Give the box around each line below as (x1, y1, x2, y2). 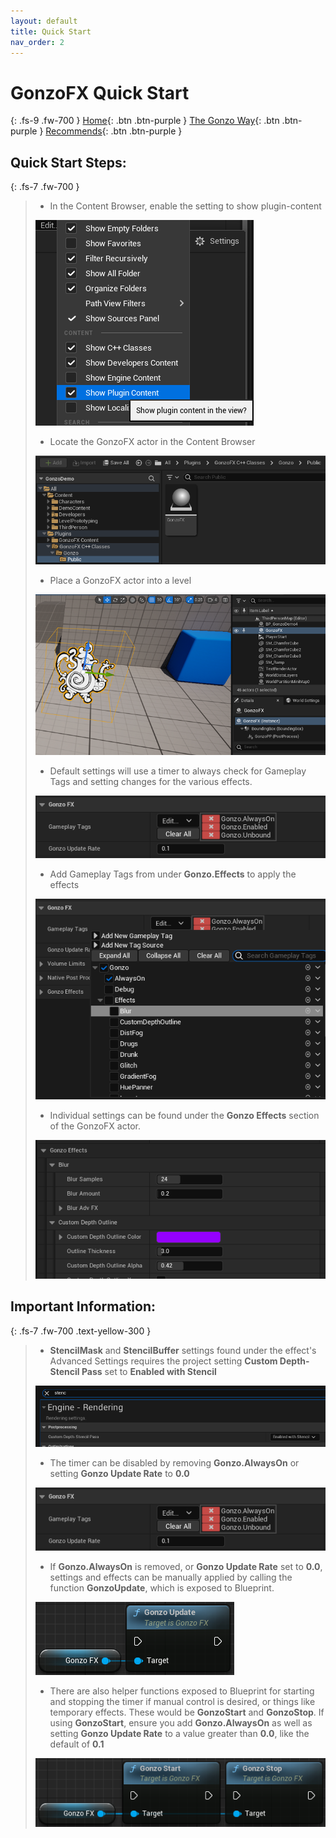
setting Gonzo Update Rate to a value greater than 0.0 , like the (49, 1727, 310, 1739)
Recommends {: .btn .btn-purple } (45, 125, 183, 137)
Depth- (279, 1355, 310, 1367)
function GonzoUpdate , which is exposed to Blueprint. (49, 1581, 275, 1594)
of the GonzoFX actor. (49, 1120, 141, 1132)
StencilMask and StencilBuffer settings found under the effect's (49, 1344, 317, 1356)
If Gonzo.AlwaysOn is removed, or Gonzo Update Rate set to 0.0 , (49, 1560, 323, 1572)
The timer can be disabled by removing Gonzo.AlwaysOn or (49, 1457, 300, 1469)
